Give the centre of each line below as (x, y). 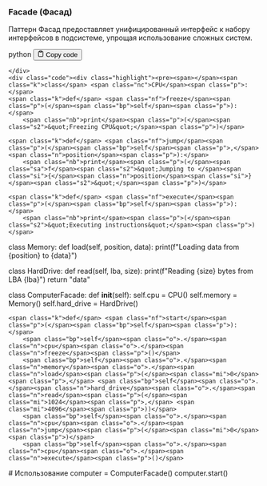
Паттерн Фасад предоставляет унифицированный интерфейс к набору (129, 30)
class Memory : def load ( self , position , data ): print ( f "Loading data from (124, 247)
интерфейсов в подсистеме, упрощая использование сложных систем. (131, 38)
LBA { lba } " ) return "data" (49, 279)
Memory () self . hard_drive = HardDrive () (73, 303)
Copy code (62, 55)
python (20, 54)
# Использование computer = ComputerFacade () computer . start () (118, 473)
